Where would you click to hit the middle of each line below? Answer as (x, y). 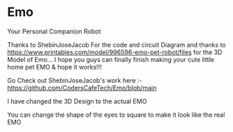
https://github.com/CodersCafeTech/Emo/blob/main (82, 88)
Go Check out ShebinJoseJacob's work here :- (75, 80)
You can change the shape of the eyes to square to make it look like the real (116, 115)
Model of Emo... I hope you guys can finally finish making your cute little (111, 59)
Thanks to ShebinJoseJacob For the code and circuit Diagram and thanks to (116, 44)
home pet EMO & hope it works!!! (55, 67)
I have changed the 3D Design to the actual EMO (77, 101)
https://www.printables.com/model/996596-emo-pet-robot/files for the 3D (115, 52)
